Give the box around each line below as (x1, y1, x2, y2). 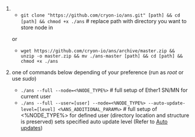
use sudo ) (11, 75, 37, 82)
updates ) (20, 125, 43, 131)
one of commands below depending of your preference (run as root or (11, 69, 184, 76)
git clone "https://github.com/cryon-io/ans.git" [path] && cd (20, 12, 181, 18)
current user (20, 93, 52, 100)
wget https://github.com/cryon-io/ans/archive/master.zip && (20, 48, 175, 54)
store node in (20, 24, 53, 31)
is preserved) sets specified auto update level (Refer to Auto (20, 118, 168, 125)
